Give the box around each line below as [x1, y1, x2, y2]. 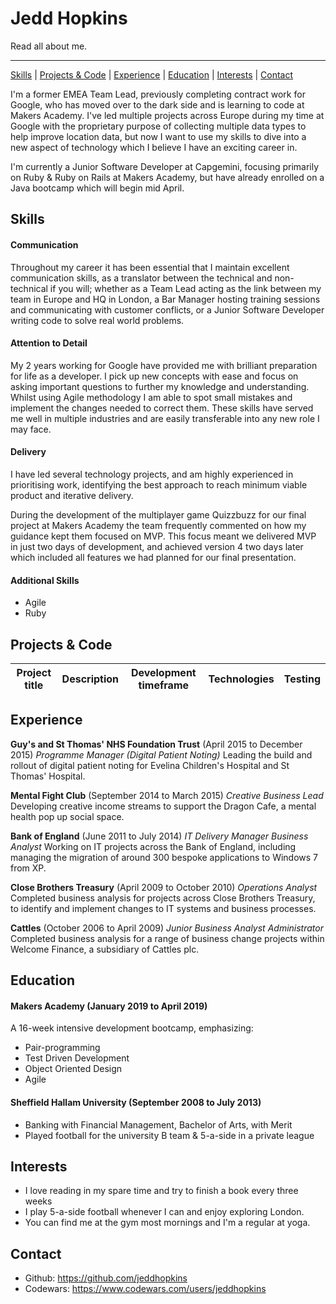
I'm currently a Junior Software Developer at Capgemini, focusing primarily [10, 160, 320, 172]
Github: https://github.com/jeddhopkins [24, 1272, 188, 1284]
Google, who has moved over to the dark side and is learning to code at [10, 98, 305, 111]
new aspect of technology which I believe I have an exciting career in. [10, 141, 298, 153]
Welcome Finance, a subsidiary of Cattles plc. [10, 943, 200, 955]
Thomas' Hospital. [10, 770, 86, 782]
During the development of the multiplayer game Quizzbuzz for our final [10, 508, 307, 521]
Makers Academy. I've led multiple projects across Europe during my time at [10, 109, 325, 121]
